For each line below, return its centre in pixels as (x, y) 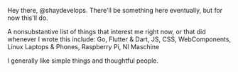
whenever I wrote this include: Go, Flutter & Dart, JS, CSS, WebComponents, (119, 39)
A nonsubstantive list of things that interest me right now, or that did (107, 32)
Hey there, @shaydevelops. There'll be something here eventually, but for (115, 10)
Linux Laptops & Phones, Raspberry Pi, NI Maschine (83, 47)
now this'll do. (28, 18)
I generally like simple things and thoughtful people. (83, 61)
